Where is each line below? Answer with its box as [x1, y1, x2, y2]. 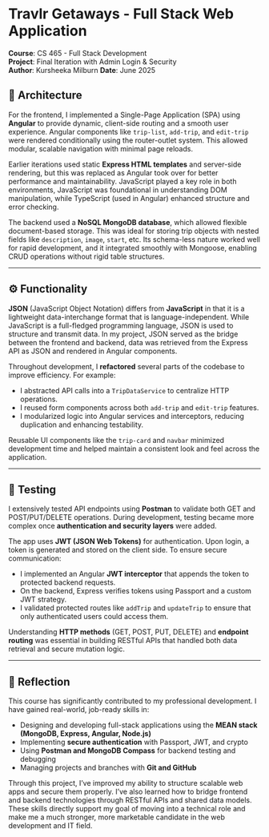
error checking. [8, 202, 59, 211]
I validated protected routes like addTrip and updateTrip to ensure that [19, 603, 251, 613]
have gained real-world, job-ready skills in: [8, 705, 150, 714]
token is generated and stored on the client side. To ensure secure [8, 545, 227, 555]
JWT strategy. [19, 594, 67, 605]
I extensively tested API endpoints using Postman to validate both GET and [8, 504, 256, 513]
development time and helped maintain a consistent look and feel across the [8, 444, 260, 453]
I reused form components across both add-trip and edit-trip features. [19, 402, 259, 412]
